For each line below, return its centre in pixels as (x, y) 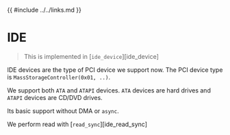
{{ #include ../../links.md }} (44, 10)
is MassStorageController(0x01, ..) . (59, 77)
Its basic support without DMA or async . (63, 111)
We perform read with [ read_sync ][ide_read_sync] (77, 124)
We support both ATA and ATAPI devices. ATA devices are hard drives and (109, 90)
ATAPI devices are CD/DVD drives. (55, 97)
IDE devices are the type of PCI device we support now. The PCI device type (115, 70)
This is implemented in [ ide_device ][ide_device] (91, 56)
